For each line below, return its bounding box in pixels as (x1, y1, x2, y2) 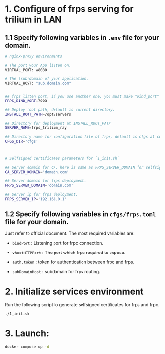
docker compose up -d (5, 344, 50, 349)
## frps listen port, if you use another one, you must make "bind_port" (5, 94, 160, 99)
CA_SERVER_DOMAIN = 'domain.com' (5, 170, 69, 175)
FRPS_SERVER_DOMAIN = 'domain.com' (5, 183, 74, 188)
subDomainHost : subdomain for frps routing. (12, 269, 101, 275)
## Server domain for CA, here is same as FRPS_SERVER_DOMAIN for (5, 165, 144, 170)
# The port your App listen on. (5, 63, 71, 68)
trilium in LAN (5, 14, 62, 25)
